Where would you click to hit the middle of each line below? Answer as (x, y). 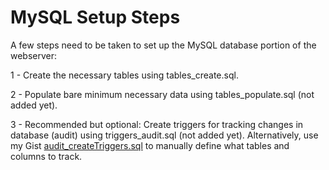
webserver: (34, 55)
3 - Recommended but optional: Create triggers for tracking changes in (157, 124)
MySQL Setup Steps (95, 17)
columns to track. (46, 156)
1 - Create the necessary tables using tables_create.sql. (124, 75)
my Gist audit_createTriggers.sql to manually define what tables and (150, 145)
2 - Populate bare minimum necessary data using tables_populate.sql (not (162, 94)
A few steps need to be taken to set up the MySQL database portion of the (163, 45)
